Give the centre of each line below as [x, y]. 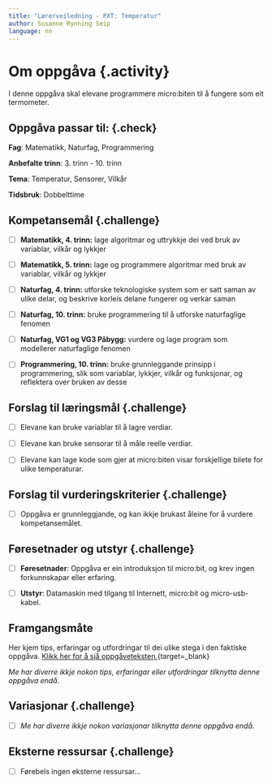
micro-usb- [230, 593]
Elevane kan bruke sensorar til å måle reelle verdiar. [106, 444]
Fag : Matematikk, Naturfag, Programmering [81, 148]
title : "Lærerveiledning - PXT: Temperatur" [85, 16]
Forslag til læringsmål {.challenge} [98, 407]
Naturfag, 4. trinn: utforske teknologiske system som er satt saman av [138, 290]
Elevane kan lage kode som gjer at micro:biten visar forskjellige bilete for [142, 460]
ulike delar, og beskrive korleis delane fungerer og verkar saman [128, 299]
